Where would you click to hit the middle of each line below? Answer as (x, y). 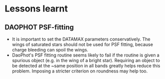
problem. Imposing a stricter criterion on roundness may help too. (80, 71)
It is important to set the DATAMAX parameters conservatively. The (81, 39)
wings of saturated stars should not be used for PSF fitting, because (82, 44)
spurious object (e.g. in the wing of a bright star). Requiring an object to (86, 60)
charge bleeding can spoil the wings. (50, 50)
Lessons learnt (36, 9)
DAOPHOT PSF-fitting (39, 27)
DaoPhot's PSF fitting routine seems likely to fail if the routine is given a (86, 55)
